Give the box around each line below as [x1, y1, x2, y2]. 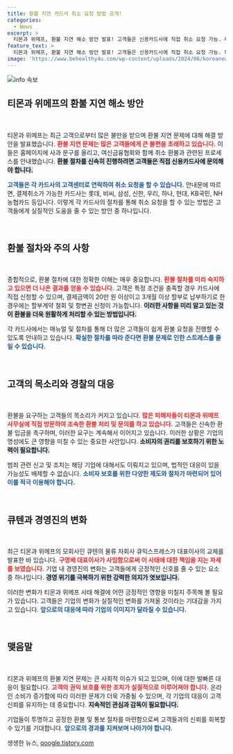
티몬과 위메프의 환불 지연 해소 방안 [7, 98, 144, 110]
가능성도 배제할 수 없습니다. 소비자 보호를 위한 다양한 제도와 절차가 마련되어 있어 [7, 470, 222, 478]
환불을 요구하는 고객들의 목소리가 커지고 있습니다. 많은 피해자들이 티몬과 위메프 [7, 411, 220, 420]
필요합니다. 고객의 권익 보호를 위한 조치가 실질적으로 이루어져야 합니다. [19, 682, 209, 691]
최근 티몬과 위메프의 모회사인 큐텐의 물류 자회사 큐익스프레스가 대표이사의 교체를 [7, 547, 224, 555]
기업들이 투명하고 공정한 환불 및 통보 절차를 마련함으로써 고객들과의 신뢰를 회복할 [7, 715, 226, 723]
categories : [7, 17, 42, 24]
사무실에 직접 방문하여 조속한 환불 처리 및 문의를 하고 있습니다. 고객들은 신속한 [7, 420, 216, 428]
